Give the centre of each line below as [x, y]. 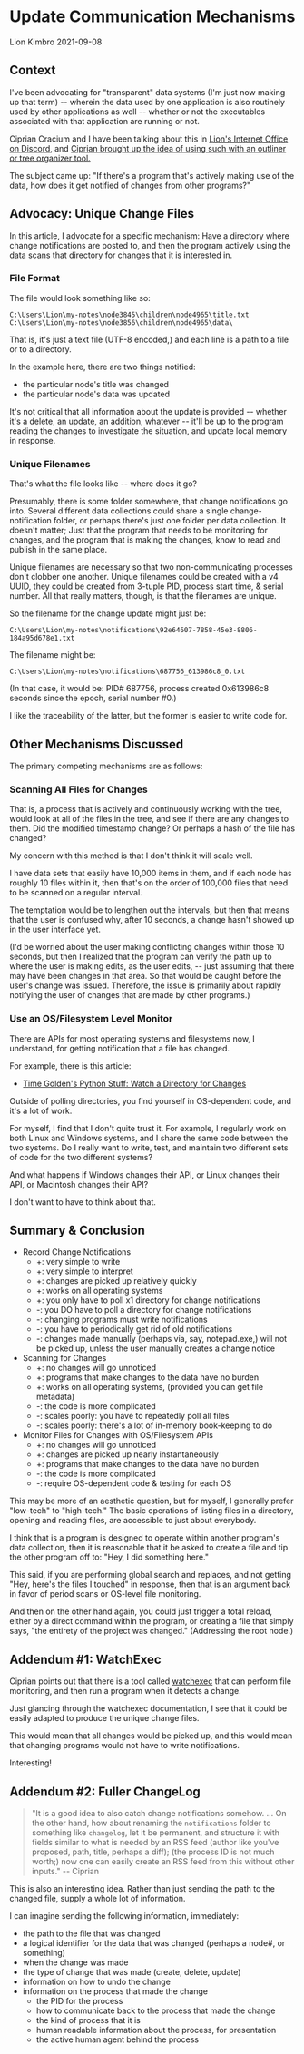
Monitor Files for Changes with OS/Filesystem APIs [118, 1435]
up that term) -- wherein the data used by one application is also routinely [147, 102]
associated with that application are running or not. [104, 121]
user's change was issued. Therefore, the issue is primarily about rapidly [145, 985]
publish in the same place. [58, 550]
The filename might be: [53, 655]
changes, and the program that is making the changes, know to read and [145, 540]
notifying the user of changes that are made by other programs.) [130, 995]
